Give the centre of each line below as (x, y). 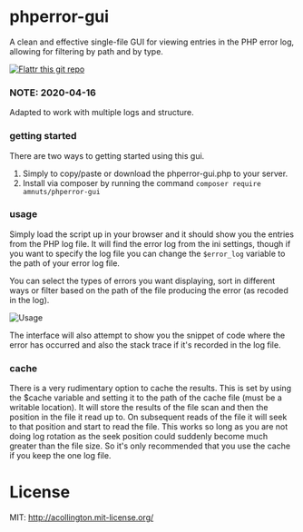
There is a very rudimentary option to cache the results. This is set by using (151, 389)
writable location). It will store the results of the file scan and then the (139, 408)
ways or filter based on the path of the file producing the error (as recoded (149, 290)
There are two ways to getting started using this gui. (107, 155)
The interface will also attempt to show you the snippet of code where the (147, 335)
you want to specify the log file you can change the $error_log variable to (147, 253)
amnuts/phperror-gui (61, 192)
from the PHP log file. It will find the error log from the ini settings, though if (150, 243)
